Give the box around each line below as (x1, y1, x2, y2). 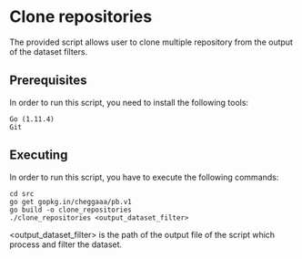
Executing (9, 148, 68, 163)
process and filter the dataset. (9, 239, 123, 250)
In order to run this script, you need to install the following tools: (9, 97, 248, 108)
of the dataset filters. (9, 46, 88, 57)
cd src (9, 189, 35, 198)
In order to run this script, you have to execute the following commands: (9, 171, 279, 182)
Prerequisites (9, 73, 87, 88)
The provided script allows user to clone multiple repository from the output (9, 36, 294, 47)
